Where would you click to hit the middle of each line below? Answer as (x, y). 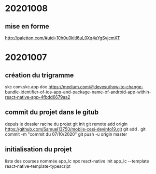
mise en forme (27, 26)
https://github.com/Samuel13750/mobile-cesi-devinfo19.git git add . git (75, 129)
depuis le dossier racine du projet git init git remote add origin (66, 124)
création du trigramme (39, 75)
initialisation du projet (39, 150)
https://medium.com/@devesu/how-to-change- (96, 87)
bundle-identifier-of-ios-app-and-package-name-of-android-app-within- (78, 92)
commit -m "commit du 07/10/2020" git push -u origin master (66, 134)
